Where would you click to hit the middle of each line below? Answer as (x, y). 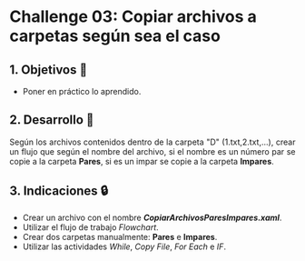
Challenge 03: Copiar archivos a (133, 17)
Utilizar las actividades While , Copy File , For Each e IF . (124, 246)
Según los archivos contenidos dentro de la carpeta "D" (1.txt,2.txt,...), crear (152, 142)
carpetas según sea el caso (115, 36)
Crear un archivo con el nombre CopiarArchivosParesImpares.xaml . (152, 217)
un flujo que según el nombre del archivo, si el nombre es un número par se (152, 151)
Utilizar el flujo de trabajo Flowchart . (90, 227)
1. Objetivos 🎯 (49, 70)
